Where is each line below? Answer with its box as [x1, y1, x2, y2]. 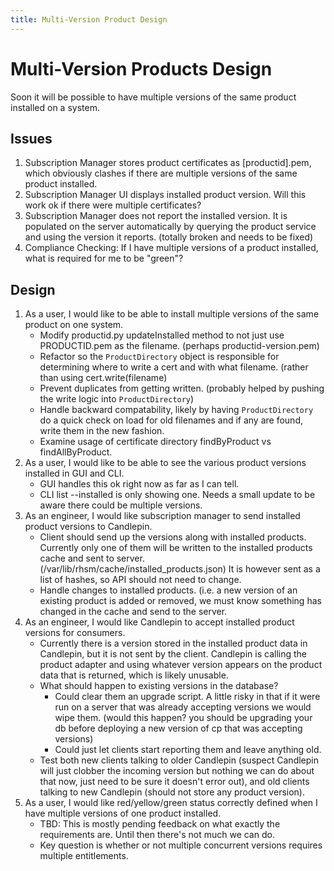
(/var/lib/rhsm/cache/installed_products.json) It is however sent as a [39, 563, 321, 575]
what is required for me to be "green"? [24, 252, 184, 265]
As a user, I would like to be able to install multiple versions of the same [24, 308, 320, 320]
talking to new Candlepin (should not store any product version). [39, 786, 305, 798]
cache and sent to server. [39, 552, 145, 565]
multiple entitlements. [39, 850, 129, 862]
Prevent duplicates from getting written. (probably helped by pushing [39, 382, 325, 395]
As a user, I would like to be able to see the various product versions [24, 457, 307, 469]
